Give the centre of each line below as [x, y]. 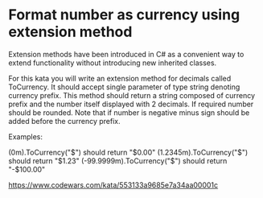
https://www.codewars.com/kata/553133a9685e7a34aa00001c [113, 185]
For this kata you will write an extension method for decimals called [120, 78]
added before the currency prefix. [64, 121]
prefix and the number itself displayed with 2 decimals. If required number [131, 104]
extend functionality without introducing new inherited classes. [113, 63]
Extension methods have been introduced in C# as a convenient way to [126, 54]
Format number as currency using [124, 15]
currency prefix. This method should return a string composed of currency [132, 95]
